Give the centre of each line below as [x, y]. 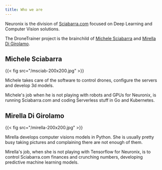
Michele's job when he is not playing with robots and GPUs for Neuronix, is [81, 95]
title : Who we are [24, 10]
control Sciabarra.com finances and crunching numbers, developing [74, 157]
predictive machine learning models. [42, 162]
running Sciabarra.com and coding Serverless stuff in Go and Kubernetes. [80, 100]
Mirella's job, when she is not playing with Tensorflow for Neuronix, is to [78, 152]
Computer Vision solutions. [32, 29]
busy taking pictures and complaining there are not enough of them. [74, 142]
